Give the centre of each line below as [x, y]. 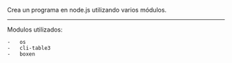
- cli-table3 [29, 48]
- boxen [21, 54]
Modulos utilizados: [35, 29]
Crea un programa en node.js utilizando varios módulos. [87, 10]
